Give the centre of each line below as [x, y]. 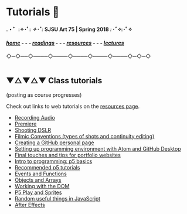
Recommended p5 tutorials [47, 167]
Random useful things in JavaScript [57, 198]
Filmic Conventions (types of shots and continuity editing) [84, 136]
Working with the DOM [42, 186]
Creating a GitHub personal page [54, 142]
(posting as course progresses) [44, 95]
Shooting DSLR [33, 130]
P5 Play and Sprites [38, 192]
